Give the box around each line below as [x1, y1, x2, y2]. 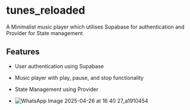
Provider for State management [6, 29, 83, 36]
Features [6, 47, 40, 57]
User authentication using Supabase [14, 62, 104, 70]
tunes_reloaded [6, 4, 85, 17]
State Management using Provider [14, 86, 99, 93]
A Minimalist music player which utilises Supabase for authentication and [6, 23, 185, 30]
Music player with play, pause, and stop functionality [14, 74, 144, 81]
